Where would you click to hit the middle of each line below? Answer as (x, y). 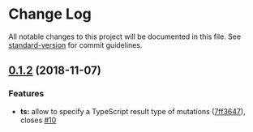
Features (26, 94)
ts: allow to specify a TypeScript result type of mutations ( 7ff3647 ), (133, 111)
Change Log (50, 14)
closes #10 (38, 120)
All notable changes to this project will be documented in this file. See (125, 36)
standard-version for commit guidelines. (75, 45)
